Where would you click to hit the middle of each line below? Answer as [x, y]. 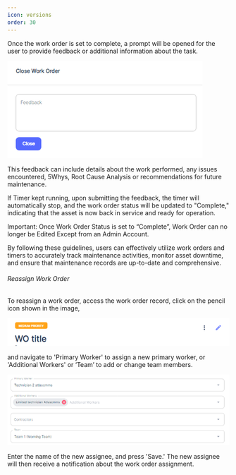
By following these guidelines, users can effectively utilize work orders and [116, 248]
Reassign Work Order [38, 279]
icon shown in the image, [44, 308]
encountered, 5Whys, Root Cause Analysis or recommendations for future [114, 176]
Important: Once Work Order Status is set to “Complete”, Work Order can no [117, 227]
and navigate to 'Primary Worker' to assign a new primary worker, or [106, 357]
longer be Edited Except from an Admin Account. [78, 234]
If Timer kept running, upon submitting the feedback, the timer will [103, 198]
